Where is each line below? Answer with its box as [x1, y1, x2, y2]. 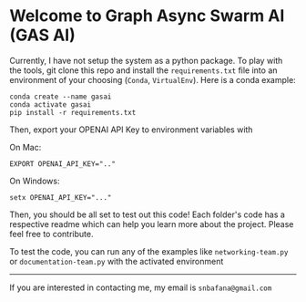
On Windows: [9, 175, 60, 186]
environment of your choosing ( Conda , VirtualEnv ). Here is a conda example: [9, 74, 296, 85]
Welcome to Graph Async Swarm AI [9, 5, 285, 26]
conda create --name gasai [9, 92, 112, 101]
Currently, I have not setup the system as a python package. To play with [9, 55, 283, 66]
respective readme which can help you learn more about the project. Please [9, 218, 294, 229]
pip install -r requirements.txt [9, 108, 137, 117]
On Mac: [9, 141, 42, 152]
